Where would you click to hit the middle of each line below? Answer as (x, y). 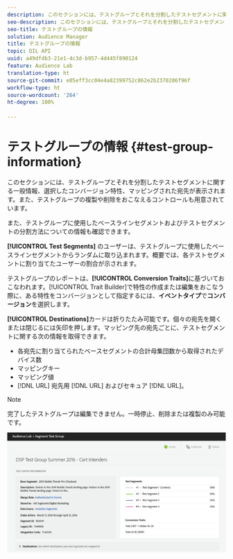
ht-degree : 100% (31, 103)
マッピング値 (35, 377)
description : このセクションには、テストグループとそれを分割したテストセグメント (112, 15)
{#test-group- (172, 147)
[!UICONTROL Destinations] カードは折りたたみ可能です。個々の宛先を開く (114, 319)
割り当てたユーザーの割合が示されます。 (83, 263)
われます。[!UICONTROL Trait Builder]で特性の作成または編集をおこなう (121, 287)
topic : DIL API (29, 51)
